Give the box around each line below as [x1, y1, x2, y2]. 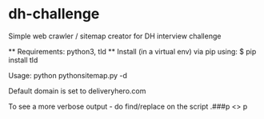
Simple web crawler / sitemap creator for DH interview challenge [8, 31, 222, 41]
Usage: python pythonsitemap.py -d [8, 70, 128, 80]
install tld [8, 55, 38, 65]
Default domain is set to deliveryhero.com [8, 85, 146, 96]
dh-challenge [8, 5, 100, 23]
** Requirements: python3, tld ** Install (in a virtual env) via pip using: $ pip [8, 46, 257, 56]
